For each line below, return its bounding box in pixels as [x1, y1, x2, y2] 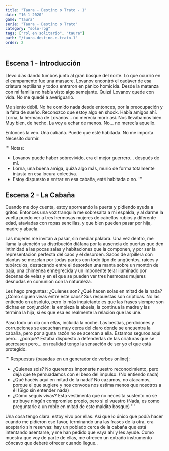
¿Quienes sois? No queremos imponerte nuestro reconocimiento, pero [12, 366, 159, 372]
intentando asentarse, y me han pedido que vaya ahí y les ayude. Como [5, 429, 154, 435]
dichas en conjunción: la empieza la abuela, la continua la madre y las [5, 304, 150, 310]
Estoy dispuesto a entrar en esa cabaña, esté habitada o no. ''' [12, 176, 143, 182]
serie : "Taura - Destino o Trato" [5, 21, 78, 27]
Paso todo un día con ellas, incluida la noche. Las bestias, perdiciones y [5, 320, 155, 326]
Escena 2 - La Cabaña [5, 191, 75, 199]
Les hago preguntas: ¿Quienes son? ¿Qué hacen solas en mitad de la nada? [5, 288, 162, 294]
